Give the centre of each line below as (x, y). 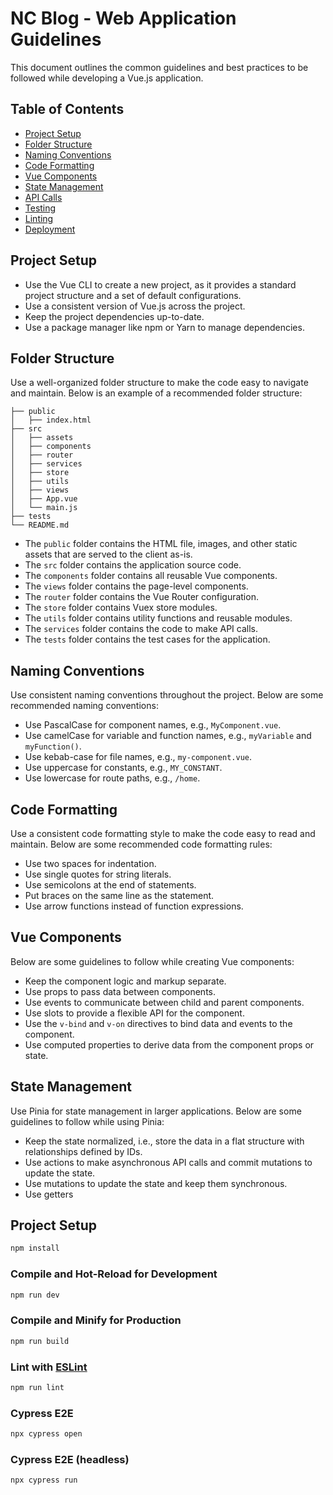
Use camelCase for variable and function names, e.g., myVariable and (168, 736)
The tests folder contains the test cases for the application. (147, 639)
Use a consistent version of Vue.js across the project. (135, 306)
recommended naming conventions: (84, 706)
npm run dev (35, 1295)
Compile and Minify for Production (96, 1320)
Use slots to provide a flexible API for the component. (134, 1013)
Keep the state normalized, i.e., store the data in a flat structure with (164, 1141)
